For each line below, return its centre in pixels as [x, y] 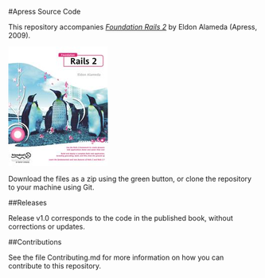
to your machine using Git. [51, 187]
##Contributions [35, 242]
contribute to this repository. [55, 266]
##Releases [28, 203]
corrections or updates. [47, 227]
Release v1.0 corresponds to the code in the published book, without [121, 218]
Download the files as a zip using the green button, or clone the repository [130, 179]
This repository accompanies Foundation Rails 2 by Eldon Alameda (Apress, [132, 27]
